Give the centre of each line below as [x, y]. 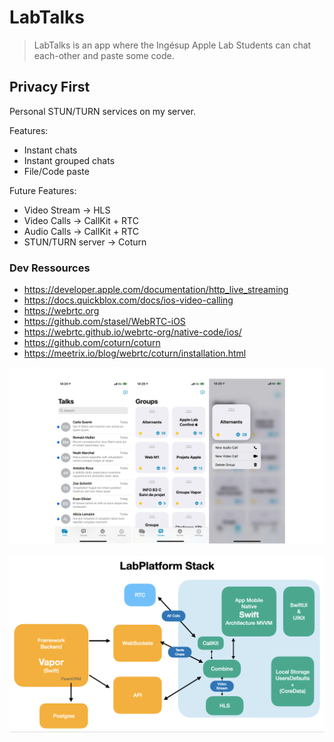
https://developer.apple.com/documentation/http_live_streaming [156, 290]
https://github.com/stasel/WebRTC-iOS [104, 322]
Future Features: [43, 190]
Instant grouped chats [69, 160]
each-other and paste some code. [104, 55]
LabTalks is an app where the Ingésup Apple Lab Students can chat [172, 45]
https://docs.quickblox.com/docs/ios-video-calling [128, 300]
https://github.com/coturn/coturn [92, 343]
